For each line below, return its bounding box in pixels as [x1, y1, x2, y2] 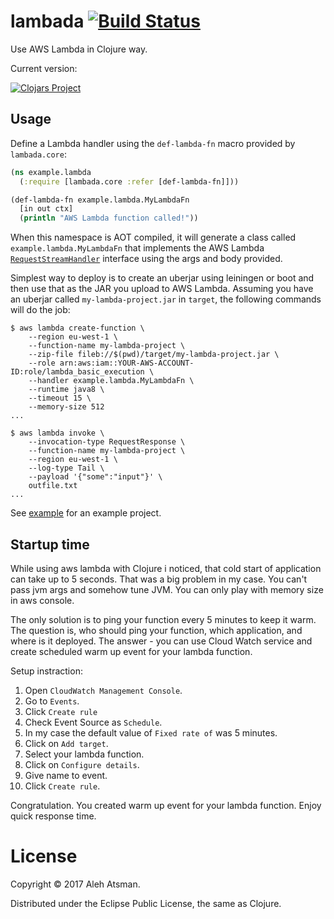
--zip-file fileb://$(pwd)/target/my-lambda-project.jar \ [28, 350, 280, 360]
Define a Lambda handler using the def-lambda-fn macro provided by [10, 137, 296, 149]
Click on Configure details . [24, 758, 140, 770]
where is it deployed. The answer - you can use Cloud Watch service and [10, 635, 313, 647]
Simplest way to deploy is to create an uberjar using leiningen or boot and [10, 272, 315, 284]
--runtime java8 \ [28, 385, 105, 395]
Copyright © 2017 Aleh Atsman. [10, 878, 141, 890]
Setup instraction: [10, 665, 83, 677]
